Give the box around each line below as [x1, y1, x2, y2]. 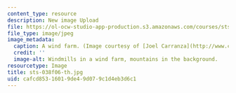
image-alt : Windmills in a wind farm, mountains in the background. [13, 56, 218, 63]
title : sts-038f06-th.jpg [7, 69, 83, 76]
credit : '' [13, 50, 46, 57]
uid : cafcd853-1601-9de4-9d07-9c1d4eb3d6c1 [7, 75, 137, 83]
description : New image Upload [7, 17, 99, 24]
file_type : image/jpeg [7, 29, 74, 37]
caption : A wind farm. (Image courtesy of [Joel [13, 43, 159, 50]
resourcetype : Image [7, 62, 68, 69]
